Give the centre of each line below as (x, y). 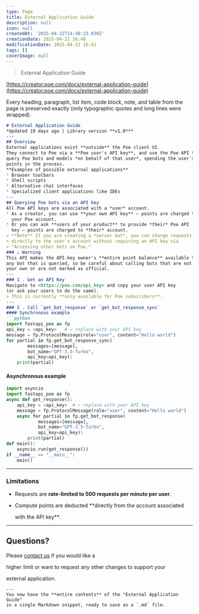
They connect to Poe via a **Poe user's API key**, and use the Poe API (98, 153)
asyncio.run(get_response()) (53, 449)
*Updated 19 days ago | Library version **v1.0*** (70, 131)
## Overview (21, 142)
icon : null (20, 28)
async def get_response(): (39, 400)
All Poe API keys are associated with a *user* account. (78, 208)
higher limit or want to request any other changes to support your (86, 567)
